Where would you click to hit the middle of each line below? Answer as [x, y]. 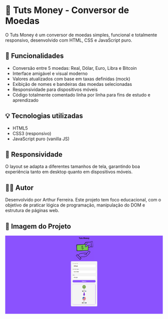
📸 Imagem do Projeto [38, 226]
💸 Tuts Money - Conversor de [67, 10]
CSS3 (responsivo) [32, 133]
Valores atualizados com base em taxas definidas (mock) [71, 79]
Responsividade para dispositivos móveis [55, 89]
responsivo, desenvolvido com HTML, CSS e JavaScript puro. [69, 40]
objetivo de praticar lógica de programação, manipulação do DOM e [75, 205]
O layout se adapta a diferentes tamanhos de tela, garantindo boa [72, 167]
